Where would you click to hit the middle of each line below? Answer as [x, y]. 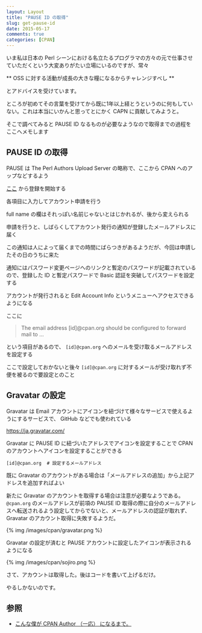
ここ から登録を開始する [36, 188]
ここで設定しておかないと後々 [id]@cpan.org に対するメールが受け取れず [96, 367]
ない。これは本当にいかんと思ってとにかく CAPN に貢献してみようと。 [94, 111]
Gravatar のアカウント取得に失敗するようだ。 [63, 518]
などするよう [33, 175]
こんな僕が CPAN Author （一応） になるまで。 [73, 624]
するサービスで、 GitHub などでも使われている [74, 418]
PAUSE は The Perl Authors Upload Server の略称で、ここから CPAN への [97, 168]
